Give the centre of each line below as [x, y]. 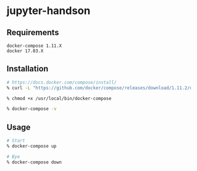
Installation [27, 69]
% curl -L [19, 88]
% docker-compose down [34, 162]
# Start [16, 141]
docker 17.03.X [25, 51]
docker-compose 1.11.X [34, 46]
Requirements [33, 33]
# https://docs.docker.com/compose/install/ [62, 82]
